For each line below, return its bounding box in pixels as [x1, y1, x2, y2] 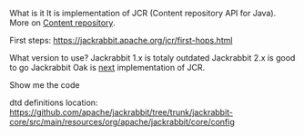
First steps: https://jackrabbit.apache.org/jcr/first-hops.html [9, 35, 233, 45]
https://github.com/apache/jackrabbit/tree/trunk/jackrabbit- [9, 107, 234, 117]
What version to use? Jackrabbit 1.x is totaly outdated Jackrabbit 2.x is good [9, 53, 296, 63]
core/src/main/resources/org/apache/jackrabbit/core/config [9, 117, 235, 127]
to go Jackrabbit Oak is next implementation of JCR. [9, 63, 206, 73]
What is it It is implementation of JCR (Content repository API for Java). [9, 8, 277, 18]
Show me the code [9, 80, 80, 90]
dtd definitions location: [9, 97, 98, 108]
